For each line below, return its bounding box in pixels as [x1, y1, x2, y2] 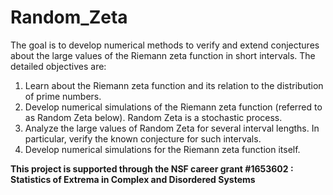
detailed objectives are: [10, 60, 107, 72]
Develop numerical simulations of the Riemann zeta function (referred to [24, 101, 323, 113]
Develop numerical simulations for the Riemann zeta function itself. [24, 143, 301, 155]
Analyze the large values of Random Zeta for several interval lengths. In [24, 122, 320, 134]
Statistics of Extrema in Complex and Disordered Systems [10, 173, 256, 185]
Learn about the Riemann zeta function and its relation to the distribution [24, 79, 324, 91]
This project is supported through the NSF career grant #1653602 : [10, 162, 294, 175]
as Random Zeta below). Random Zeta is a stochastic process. [24, 111, 283, 123]
